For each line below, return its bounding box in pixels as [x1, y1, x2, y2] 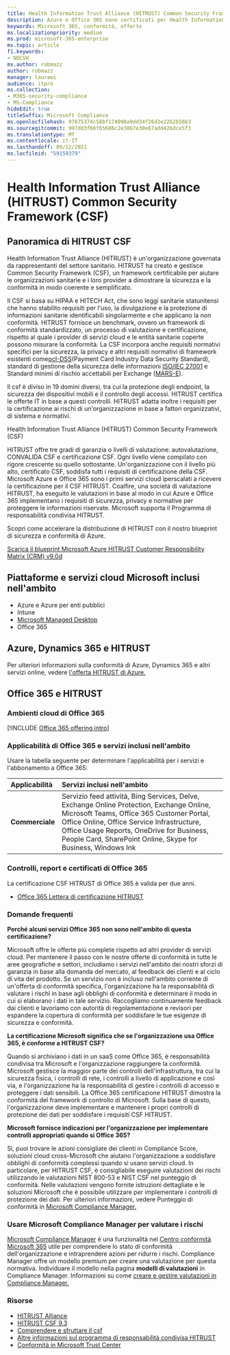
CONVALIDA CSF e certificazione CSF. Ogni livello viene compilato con [7, 453, 207, 461]
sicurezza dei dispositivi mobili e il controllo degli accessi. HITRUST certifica [7, 390, 222, 398]
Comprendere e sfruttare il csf [16, 1326, 103, 1334]
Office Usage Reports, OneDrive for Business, [61, 826, 209, 836]
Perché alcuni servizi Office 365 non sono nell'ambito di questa [7, 925, 192, 934]
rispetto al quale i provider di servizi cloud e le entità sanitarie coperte [7, 333, 204, 341]
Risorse [7, 1296, 33, 1306]
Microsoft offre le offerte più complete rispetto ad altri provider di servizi [7, 946, 212, 954]
